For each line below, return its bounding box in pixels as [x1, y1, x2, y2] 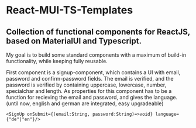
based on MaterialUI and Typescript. [6, 36, 142, 46]
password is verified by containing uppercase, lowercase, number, [6, 81, 167, 88]
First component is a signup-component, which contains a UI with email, [6, 69, 181, 76]
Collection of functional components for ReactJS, [6, 27, 190, 37]
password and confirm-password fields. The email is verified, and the [6, 75, 174, 82]
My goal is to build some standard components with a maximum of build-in [6, 51, 187, 58]
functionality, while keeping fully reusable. [6, 58, 108, 64]
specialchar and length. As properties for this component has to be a [6, 88, 172, 94]
